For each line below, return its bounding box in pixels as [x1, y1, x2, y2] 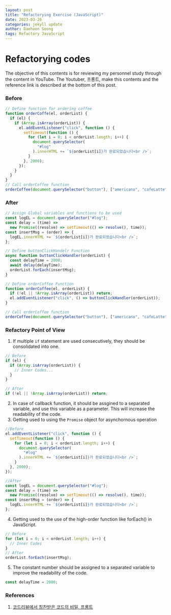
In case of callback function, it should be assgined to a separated [12, 400, 150, 407]
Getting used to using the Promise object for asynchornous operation [12, 417, 157, 423]
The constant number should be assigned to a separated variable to [12, 564, 155, 571]
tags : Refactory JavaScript [5, 31, 65, 36]
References [5, 592, 35, 599]
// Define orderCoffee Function [5, 281, 74, 287]
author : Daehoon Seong [5, 27, 53, 32]
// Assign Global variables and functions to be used [5, 210, 122, 216]
